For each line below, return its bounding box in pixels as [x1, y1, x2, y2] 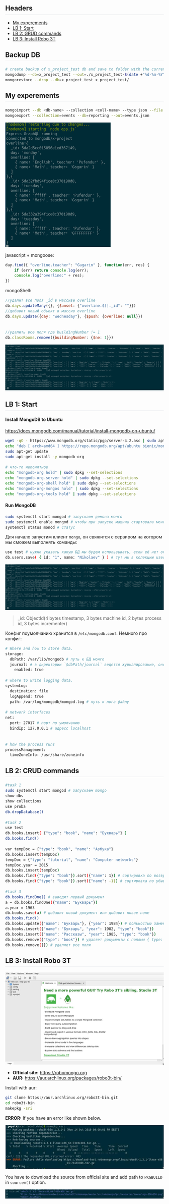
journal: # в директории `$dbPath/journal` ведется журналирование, [10, 662, 156, 667]
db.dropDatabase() [5, 809, 44, 814]
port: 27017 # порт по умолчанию [10, 721, 80, 726]
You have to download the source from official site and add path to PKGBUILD [5, 1174, 162, 1180]
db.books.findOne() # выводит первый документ [5, 894, 105, 900]
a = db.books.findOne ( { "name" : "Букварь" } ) [5, 900, 98, 905]
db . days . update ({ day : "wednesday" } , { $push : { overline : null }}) [5, 314, 143, 319]
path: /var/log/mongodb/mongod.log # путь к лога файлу [10, 699, 129, 704]
